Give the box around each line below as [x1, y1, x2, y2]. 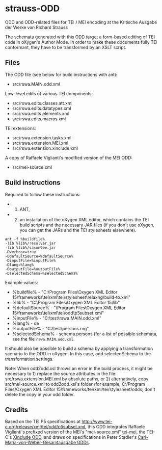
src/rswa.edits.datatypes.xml [12, 105, 71, 111]
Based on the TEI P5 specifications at [5, 419, 81, 424]
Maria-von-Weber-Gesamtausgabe [5, 440, 76, 446]
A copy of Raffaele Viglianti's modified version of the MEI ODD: [5, 155, 133, 160]
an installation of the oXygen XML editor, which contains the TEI [19, 216, 149, 222]
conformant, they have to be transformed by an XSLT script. [5, 44, 127, 50]
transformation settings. [5, 356, 54, 362]
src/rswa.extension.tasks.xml [12, 134, 72, 140]
